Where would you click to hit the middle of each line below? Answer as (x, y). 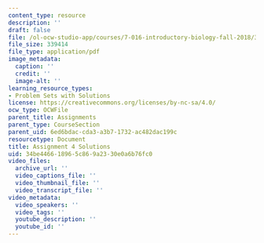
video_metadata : (35, 198)
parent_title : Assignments (52, 118)
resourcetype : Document (47, 139)
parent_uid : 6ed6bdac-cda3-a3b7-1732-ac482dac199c (93, 132)
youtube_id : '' (40, 227)
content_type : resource (47, 15)
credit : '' (33, 74)
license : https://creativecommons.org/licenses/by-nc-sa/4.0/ (112, 103)
